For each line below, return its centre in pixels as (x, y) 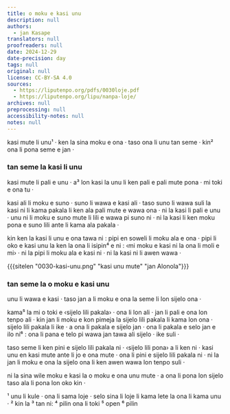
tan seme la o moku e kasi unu (58, 284)
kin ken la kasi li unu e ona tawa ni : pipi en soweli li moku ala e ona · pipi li (112, 238)
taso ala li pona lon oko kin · (46, 383)
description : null (33, 20)
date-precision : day (37, 59)
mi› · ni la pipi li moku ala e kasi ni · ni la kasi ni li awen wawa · (94, 253)
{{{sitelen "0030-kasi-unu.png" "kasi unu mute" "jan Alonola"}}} (98, 266)
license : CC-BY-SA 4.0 (39, 77)
